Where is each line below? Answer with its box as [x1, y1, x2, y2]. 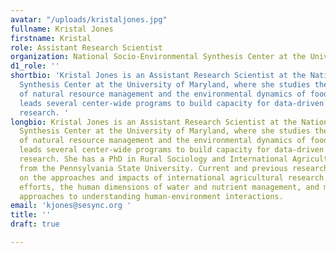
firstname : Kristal [10, 33, 92, 43]
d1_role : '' [10, 61, 60, 71]
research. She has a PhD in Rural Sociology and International [19, 154, 288, 164]
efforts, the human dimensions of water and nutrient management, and [19, 182, 320, 192]
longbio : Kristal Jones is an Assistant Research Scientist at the [10, 117, 298, 127]
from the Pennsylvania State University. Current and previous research [19, 163, 329, 173]
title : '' [10, 210, 52, 220]
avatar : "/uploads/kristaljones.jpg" [10, 14, 168, 25]
